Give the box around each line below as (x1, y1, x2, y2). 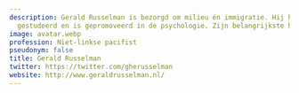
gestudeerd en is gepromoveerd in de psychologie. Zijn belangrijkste (17, 21, 285, 30)
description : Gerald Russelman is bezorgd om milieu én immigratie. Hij (9, 12, 285, 22)
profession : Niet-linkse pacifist (9, 37, 138, 47)
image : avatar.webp (9, 29, 82, 38)
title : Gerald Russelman (9, 54, 101, 63)
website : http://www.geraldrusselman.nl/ (9, 71, 166, 80)
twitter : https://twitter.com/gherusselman (9, 63, 174, 72)
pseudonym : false (9, 46, 74, 55)
